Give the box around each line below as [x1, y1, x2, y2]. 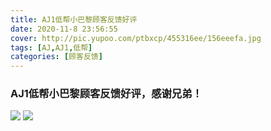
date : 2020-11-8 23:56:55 [10, 24, 118, 34]
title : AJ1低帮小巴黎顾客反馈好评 [10, 14, 138, 25]
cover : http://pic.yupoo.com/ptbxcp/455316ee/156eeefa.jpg [10, 33, 262, 43]
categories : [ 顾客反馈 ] [10, 52, 103, 62]
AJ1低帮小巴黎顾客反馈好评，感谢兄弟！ [10, 87, 203, 101]
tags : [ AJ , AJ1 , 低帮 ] [10, 42, 93, 53]
